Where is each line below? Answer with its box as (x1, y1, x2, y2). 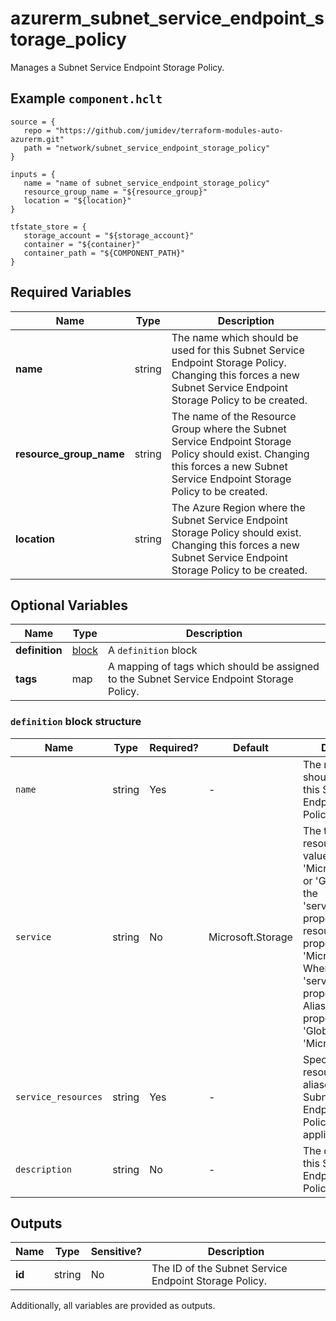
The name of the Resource (171, 409, 297, 423)
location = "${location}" (23, 195, 132, 206)
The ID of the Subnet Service (151, 1262, 288, 1276)
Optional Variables (10, 597, 128, 614)
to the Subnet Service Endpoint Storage (107, 672, 294, 686)
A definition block (107, 643, 198, 657)
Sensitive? (90, 1245, 142, 1259)
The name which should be (171, 330, 299, 344)
